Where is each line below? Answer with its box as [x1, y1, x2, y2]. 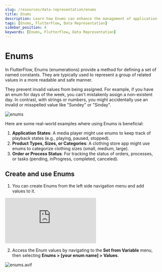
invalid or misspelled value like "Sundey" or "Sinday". [5, 102, 112, 107]
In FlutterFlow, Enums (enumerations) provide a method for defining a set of [5, 67, 157, 72]
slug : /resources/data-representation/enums [5, 7, 97, 12]
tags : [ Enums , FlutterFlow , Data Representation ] [5, 20, 108, 26]
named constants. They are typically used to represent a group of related [5, 71, 151, 78]
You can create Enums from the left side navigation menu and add [12, 183, 145, 188]
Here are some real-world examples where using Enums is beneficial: [5, 120, 144, 126]
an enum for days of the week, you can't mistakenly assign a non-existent [5, 91, 153, 97]
